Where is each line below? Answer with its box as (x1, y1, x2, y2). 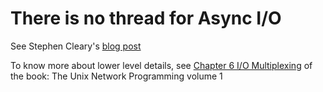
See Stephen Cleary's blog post (10, 40, 142, 52)
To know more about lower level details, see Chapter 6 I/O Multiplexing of (10, 59, 313, 71)
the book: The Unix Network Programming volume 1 (10, 70, 223, 82)
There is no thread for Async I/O (10, 7, 282, 30)
